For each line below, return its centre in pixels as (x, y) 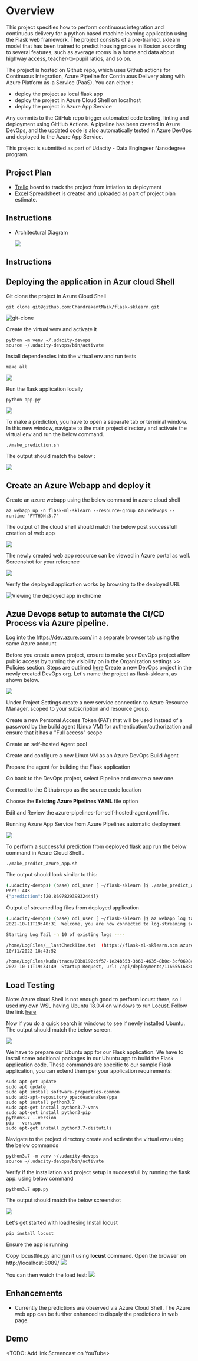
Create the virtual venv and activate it (52, 329)
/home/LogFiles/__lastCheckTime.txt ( (55, 945)
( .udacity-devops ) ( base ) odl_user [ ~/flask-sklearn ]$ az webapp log (96, 919)
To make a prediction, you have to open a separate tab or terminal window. (97, 421)
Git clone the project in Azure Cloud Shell (56, 296)
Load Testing (30, 985)
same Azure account (31, 644)
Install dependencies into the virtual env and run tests (71, 356)
